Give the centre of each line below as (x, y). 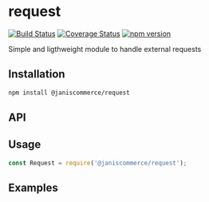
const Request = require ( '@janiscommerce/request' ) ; (98, 163)
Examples (33, 188)
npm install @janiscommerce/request (69, 93)
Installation (37, 74)
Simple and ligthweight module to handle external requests (105, 49)
